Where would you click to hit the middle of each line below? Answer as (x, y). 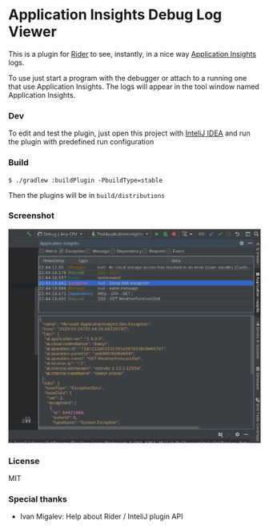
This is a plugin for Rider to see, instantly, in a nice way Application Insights (132, 54)
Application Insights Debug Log (115, 15)
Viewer (33, 32)
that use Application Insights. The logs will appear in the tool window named (134, 87)
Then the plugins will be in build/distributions (87, 195)
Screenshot (31, 216)
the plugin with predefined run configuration (81, 142)
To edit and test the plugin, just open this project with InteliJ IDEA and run (129, 133)
